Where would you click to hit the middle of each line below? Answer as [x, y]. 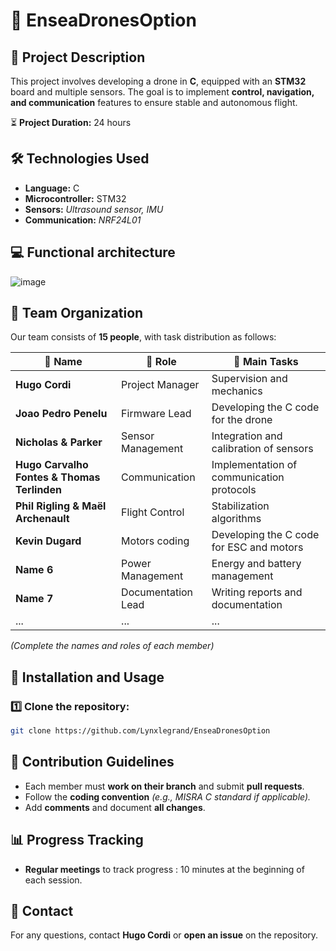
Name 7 [34, 599]
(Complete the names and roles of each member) [112, 646]
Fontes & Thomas [58, 477]
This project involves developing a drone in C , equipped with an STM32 [158, 81]
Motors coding [155, 541]
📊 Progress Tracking [77, 840]
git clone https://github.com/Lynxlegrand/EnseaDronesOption [140, 731]
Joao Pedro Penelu [61, 414]
